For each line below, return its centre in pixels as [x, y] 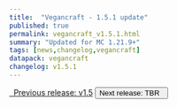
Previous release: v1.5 [53, 92]
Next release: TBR [129, 93]
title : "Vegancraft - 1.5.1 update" [79, 17]
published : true [39, 26]
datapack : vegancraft [49, 58]
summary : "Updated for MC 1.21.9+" [75, 42]
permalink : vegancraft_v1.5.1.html [75, 34]
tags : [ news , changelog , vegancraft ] [75, 50]
